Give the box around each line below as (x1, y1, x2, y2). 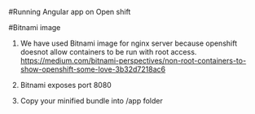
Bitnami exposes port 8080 (20, 81, 112, 90)
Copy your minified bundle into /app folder (20, 96, 163, 105)
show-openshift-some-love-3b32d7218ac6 (20, 64, 165, 74)
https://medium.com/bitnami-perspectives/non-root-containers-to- (20, 56, 247, 65)
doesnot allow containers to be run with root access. (20, 47, 197, 56)
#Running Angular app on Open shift (8, 7, 131, 16)
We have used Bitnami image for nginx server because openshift (20, 38, 238, 48)
